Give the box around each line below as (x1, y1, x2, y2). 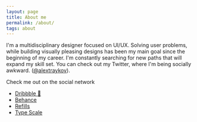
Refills (14, 102, 30, 110)
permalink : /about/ (6, 20, 55, 26)
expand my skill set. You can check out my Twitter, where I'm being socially (6, 61, 192, 68)
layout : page (6, 8, 39, 15)
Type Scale (14, 109, 43, 116)
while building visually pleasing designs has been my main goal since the (6, 48, 186, 55)
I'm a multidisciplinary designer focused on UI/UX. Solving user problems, (6, 42, 187, 49)
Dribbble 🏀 (14, 90, 42, 97)
